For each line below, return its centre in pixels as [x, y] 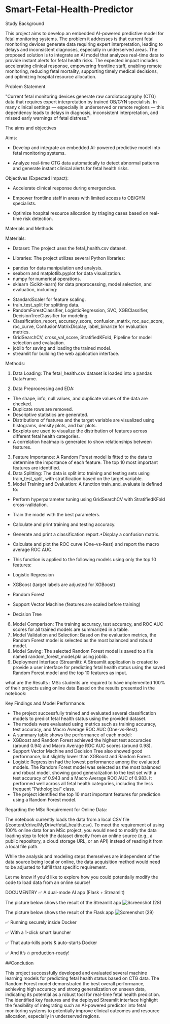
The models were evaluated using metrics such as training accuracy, [84, 724]
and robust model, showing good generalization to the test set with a [84, 772]
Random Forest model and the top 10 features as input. [70, 673]
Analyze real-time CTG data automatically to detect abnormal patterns [86, 163]
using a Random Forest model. [44, 799]
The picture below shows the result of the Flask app [60, 912]
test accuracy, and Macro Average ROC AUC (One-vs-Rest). [75, 729]
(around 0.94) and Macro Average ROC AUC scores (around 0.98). [82, 745]
